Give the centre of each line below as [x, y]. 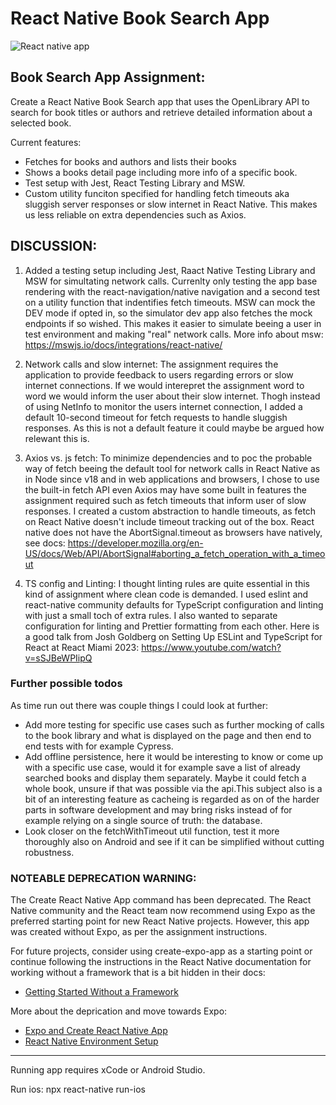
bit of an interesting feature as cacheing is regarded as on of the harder [172, 799]
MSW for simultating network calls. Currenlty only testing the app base [171, 281]
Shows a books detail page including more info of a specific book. [161, 172]
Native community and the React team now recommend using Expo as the [163, 911]
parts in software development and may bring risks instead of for [158, 809]
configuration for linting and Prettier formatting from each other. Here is [172, 626]
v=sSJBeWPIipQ [58, 658]
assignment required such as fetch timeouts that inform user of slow [165, 500]
